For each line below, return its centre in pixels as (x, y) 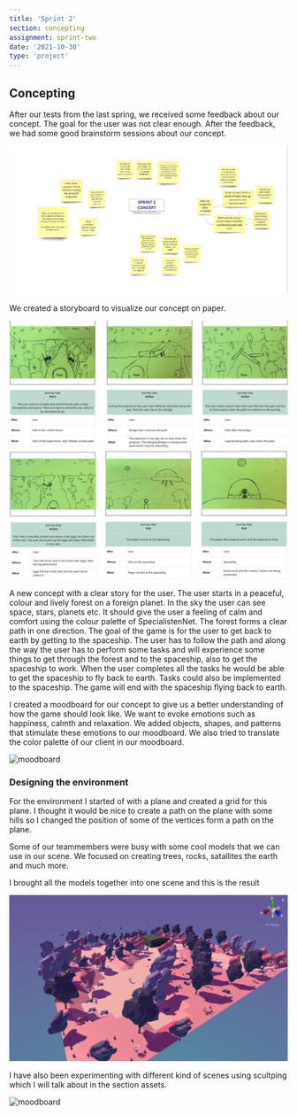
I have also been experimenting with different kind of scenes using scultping (148, 1075)
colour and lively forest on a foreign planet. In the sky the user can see (137, 603)
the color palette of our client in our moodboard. (97, 742)
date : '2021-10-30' (45, 47)
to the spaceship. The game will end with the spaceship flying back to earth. (148, 687)
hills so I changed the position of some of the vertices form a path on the (141, 820)
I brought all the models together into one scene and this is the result (134, 883)
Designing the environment (69, 782)
